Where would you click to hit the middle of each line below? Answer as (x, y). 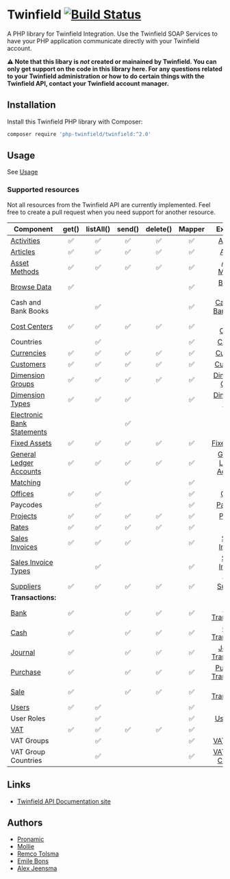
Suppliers (26, 586)
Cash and (26, 302)
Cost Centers (32, 326)
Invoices (24, 547)
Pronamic (30, 839)
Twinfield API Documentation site (64, 801)
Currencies (28, 353)
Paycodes (26, 504)
